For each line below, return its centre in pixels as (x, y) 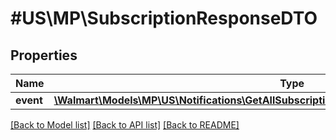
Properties (44, 55)
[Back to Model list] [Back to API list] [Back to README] (125, 125)
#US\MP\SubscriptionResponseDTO (164, 18)
